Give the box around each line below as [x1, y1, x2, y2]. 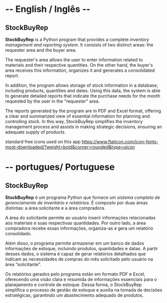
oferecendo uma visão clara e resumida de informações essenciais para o [5, 277, 157, 282]
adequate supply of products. [5, 129, 66, 135]
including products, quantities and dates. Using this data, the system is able [5, 88, 161, 93]
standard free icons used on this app [5, 139, 81, 145]
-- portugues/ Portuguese [5, 161, 115, 173]
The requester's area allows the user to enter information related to [5, 57, 143, 63]
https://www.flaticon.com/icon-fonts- [81, 139, 159, 145]
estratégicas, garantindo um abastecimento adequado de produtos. [5, 293, 144, 298]
